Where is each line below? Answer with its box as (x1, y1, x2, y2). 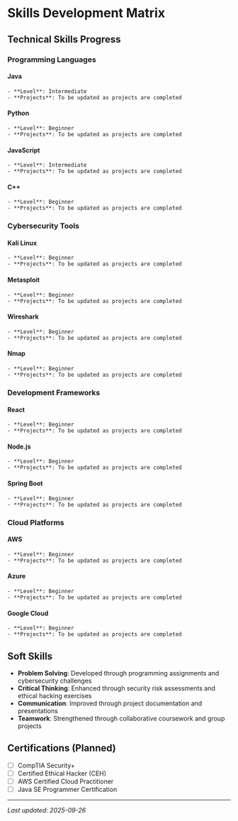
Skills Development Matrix (7, 5, 165, 21)
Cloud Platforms (7, 517, 64, 527)
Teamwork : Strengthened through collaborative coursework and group (17, 714, 225, 722)
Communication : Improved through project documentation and (17, 699, 203, 707)
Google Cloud (7, 609, 49, 617)
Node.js (7, 442, 31, 451)
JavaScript (7, 145, 40, 154)
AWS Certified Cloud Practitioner (17, 777, 114, 786)
